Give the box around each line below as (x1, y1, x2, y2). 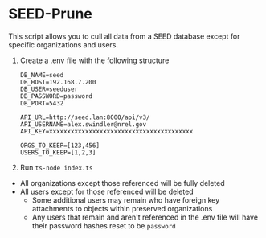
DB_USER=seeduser (19, 85, 79, 93)
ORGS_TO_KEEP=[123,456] (19, 142, 100, 150)
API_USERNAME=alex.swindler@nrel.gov (19, 120, 147, 129)
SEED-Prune (8, 5, 92, 23)
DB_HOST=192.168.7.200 (19, 78, 96, 86)
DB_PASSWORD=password (19, 92, 92, 101)
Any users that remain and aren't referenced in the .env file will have (31, 212, 259, 222)
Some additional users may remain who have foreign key (31, 195, 220, 205)
